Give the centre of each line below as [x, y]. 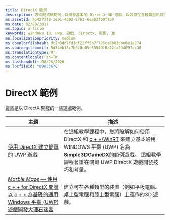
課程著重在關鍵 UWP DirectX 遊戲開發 [109, 162]
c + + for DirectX [27, 187]
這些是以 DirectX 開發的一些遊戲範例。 [45, 108]
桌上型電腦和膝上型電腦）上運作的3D [108, 195]
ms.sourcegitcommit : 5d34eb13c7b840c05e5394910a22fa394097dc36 [73, 48]
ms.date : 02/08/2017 [27, 24]
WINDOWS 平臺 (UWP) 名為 [97, 147]
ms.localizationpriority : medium [40, 39]
